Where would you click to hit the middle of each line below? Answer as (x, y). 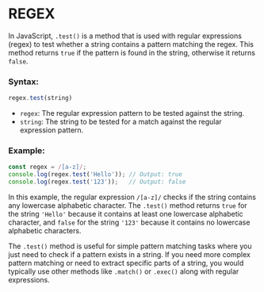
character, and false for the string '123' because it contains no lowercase (129, 222)
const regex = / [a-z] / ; (48, 167)
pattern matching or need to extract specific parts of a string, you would (126, 263)
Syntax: (24, 82)
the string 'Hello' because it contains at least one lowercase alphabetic (126, 214)
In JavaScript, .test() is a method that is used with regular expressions (125, 36)
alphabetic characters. (45, 231)
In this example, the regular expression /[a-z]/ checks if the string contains (132, 197)
